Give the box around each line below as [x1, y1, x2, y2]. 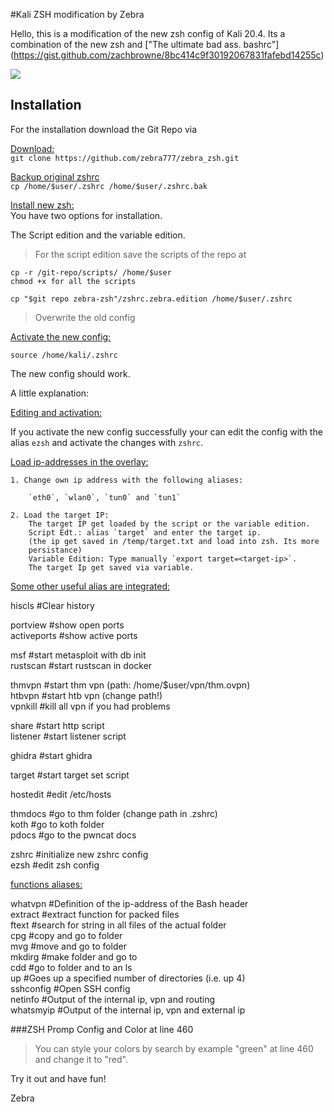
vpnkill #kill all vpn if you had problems [10, 700, 171, 712]
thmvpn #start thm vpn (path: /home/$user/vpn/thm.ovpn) [10, 679, 251, 691]
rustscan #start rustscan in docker [10, 659, 153, 671]
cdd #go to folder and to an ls [10, 961, 133, 973]
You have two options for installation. [10, 209, 163, 221]
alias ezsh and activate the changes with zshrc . [10, 436, 204, 448]
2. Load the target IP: [10, 510, 110, 520]
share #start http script [10, 719, 105, 731]
